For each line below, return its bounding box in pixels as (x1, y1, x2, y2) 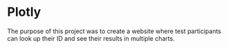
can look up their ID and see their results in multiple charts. (7, 34, 175, 42)
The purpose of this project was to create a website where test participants (7, 27, 222, 35)
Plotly (7, 4, 41, 20)
